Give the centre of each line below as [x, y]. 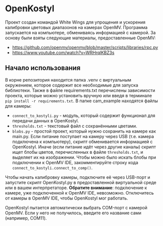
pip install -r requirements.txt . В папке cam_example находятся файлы [81, 101]
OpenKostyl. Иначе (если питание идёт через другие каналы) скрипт [84, 147]
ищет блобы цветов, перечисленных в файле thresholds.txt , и [78, 152]
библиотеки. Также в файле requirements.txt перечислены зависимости [80, 90]
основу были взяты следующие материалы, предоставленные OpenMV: [80, 38]
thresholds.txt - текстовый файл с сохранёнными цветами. [75, 126]
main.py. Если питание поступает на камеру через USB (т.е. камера [83, 136]
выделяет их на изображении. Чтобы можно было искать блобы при [84, 157]
